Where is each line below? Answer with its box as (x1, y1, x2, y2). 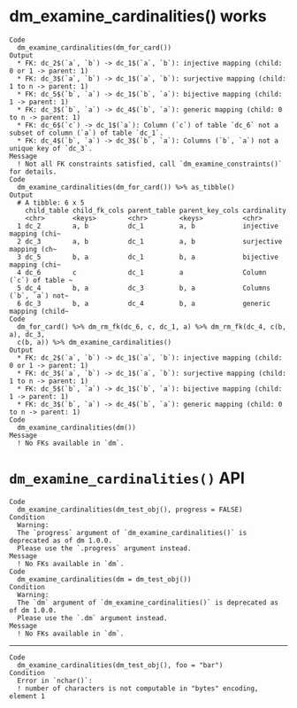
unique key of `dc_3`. (9, 144, 93, 152)
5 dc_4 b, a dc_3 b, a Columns (17, 284, 271, 292)
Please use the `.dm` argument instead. (17, 613, 168, 622)
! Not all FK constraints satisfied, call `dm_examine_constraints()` (17, 159, 283, 168)
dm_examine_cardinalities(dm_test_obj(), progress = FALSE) (17, 505, 243, 514)
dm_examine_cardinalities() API (9, 468, 246, 488)
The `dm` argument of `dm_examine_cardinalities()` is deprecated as (17, 598, 278, 607)
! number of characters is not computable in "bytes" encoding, (17, 684, 259, 693)
